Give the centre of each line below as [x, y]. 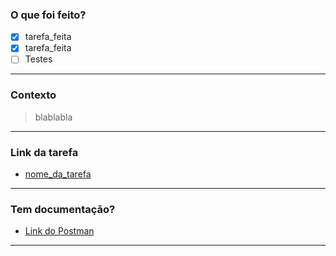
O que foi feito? [48, 15]
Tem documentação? [63, 209]
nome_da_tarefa [58, 174]
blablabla [53, 117]
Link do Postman [59, 231]
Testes [38, 59]
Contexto [33, 95]
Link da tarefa [44, 152]
